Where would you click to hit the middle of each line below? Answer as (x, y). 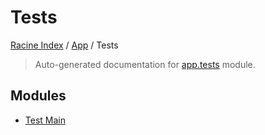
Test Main (45, 120)
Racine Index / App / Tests (64, 45)
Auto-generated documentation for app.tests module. (145, 64)
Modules (38, 96)
